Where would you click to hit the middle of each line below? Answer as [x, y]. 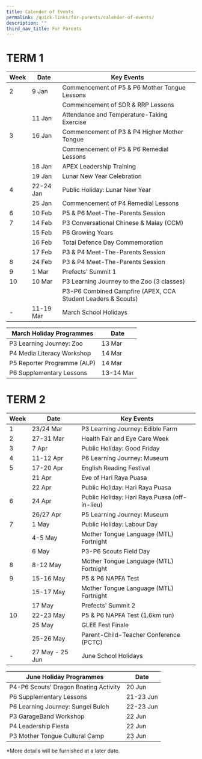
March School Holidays [95, 312]
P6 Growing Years [87, 233]
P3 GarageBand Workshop [47, 716]
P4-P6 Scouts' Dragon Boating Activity [65, 687]
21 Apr [42, 478]
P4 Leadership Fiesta [39, 727]
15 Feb [42, 233]
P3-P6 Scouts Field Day [115, 552]
